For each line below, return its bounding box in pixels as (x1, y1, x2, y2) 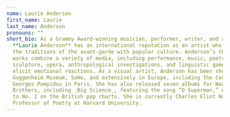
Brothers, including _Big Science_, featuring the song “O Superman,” (12, 87, 219, 94)
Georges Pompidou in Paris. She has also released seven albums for (12, 81, 213, 87)
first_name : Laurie (6, 17, 62, 23)
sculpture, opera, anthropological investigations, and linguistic (12, 61, 210, 68)
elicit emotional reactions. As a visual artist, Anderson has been (12, 67, 213, 74)
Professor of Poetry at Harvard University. (12, 100, 142, 107)
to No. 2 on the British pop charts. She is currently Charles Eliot (12, 94, 216, 100)
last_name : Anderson (6, 23, 66, 30)
